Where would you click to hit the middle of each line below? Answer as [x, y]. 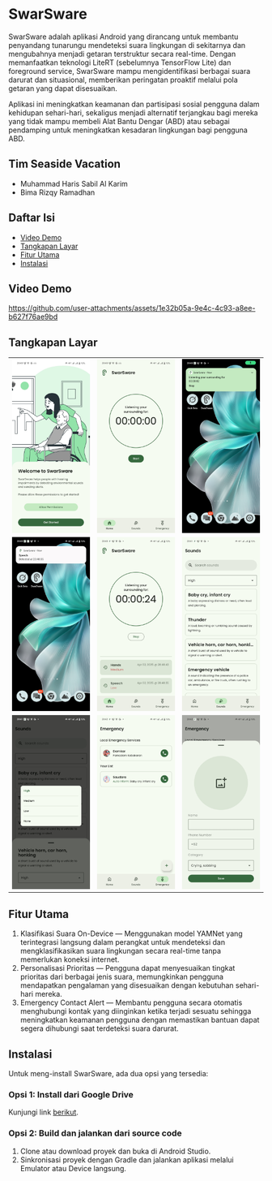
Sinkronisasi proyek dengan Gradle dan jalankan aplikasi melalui [127, 1159]
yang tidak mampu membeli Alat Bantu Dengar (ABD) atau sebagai [119, 121]
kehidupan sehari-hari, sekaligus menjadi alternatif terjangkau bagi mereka [133, 112]
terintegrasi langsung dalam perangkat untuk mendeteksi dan [122, 942]
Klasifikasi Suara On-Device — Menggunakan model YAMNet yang [131, 933]
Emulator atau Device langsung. [73, 1168]
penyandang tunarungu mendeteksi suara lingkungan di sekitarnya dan [127, 45]
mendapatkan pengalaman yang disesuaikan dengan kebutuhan [127, 985]
